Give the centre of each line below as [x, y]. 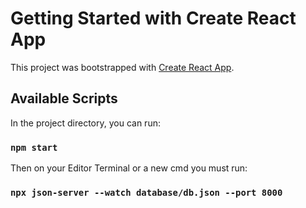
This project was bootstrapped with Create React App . [122, 67]
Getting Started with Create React [153, 18]
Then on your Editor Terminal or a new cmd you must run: [129, 168]
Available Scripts [64, 98]
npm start [34, 147]
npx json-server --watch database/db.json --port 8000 [146, 192]
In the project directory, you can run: [85, 123]
